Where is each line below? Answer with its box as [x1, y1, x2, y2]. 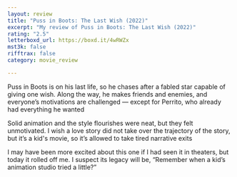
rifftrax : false [7, 50, 56, 58]
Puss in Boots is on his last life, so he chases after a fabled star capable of [7, 82, 226, 91]
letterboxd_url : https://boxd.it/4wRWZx [7, 37, 130, 44]
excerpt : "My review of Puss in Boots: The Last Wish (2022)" [7, 23, 196, 31]
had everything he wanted [7, 104, 85, 114]
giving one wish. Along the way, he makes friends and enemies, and [7, 90, 208, 98]
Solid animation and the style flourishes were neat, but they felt [7, 119, 193, 127]
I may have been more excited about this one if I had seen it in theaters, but [7, 147, 229, 156]
